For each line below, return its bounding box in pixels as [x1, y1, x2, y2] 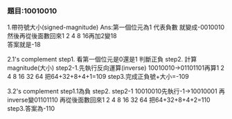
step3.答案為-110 [7, 104, 55, 113]
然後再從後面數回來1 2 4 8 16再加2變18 [7, 32, 117, 40]
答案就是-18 [7, 40, 41, 49]
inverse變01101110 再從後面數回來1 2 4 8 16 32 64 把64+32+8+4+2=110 [7, 95, 211, 104]
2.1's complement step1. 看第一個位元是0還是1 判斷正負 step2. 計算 [7, 55, 197, 64]
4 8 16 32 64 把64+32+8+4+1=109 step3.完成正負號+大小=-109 [7, 73, 189, 81]
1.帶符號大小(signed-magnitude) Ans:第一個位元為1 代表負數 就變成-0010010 [7, 23, 225, 32]
